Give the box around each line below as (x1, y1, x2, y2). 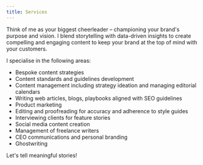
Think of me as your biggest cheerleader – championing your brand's (6, 26, 180, 33)
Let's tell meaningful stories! (6, 152, 77, 159)
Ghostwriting (15, 139, 48, 147)
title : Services (6, 9, 47, 15)
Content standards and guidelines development (15, 75, 134, 82)
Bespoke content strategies (15, 68, 84, 76)
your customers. (6, 45, 47, 52)
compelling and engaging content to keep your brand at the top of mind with (6, 38, 198, 46)
